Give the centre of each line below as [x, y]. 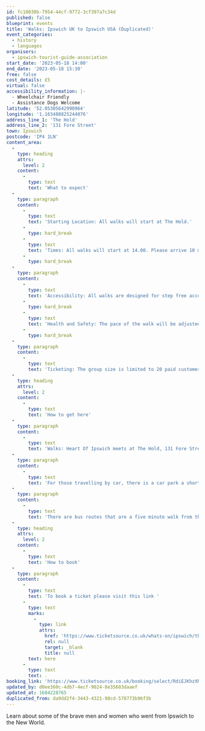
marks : [37, 613]
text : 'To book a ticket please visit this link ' [94, 596]
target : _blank [64, 647]
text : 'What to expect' [58, 188]
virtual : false [26, 86]
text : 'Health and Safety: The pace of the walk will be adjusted [114, 324]
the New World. [26, 722]
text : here [42, 659]
